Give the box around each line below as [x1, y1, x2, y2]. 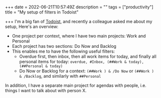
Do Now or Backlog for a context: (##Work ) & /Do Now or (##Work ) [19, 68, 154, 74]
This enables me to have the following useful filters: [12, 48, 115, 54]
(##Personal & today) [19, 64, 63, 69]
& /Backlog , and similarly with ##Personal [19, 73, 102, 79]
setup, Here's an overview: [5, 24, 59, 29]
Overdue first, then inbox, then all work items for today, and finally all [19, 54, 157, 59]
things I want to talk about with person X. [5, 88, 87, 93]
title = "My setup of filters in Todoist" [5, 9, 79, 15]
